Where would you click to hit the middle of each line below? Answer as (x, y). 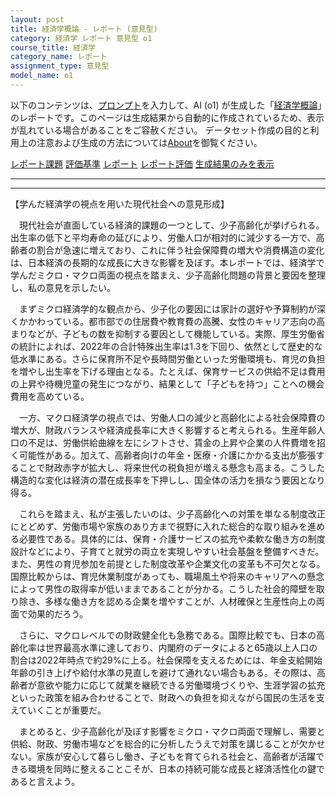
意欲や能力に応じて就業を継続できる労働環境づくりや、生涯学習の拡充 (181, 685)
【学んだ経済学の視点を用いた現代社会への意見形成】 (120, 203)
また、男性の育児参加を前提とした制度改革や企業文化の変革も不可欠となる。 (168, 563)
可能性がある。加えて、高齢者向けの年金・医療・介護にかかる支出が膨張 (167, 455)
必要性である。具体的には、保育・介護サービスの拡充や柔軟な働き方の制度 (172, 538)
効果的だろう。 (58, 613)
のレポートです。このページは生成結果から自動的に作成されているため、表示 (167, 117)
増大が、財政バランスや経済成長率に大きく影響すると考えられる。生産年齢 (163, 430)
